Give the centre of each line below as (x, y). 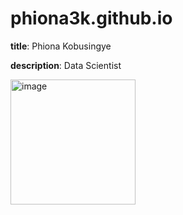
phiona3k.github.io (91, 18)
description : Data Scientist (66, 65)
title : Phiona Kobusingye (61, 46)
